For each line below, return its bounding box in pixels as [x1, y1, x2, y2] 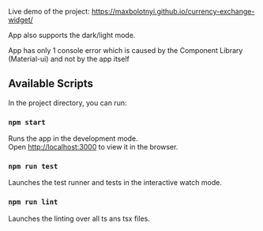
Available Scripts [8, 77, 93, 90]
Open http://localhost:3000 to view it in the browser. [8, 142, 178, 152]
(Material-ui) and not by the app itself [8, 55, 130, 63]
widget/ [8, 15, 33, 25]
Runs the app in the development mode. [8, 134, 138, 143]
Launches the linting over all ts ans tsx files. [8, 214, 150, 223]
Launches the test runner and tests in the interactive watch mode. [8, 178, 223, 187]
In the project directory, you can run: [8, 98, 127, 108]
